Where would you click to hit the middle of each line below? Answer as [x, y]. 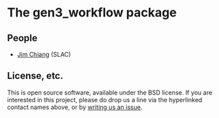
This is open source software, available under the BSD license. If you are [110, 92]
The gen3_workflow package [92, 13]
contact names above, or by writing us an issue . [75, 107]
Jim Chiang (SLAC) [44, 54]
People [22, 38]
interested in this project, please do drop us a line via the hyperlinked [105, 99]
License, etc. [35, 76]
